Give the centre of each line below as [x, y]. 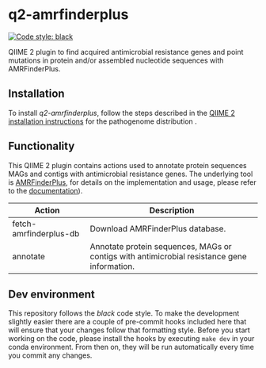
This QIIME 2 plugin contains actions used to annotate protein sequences [127, 165]
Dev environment [51, 294]
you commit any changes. [50, 355]
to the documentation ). [46, 190]
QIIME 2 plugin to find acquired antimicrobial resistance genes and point [126, 52]
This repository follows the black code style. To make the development [124, 313]
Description [172, 210]
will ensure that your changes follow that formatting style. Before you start [129, 330]
